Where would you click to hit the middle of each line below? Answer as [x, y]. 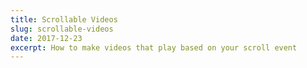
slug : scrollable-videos [62, 29]
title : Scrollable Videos [64, 19]
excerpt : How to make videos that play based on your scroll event [154, 47]
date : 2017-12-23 [46, 38]
